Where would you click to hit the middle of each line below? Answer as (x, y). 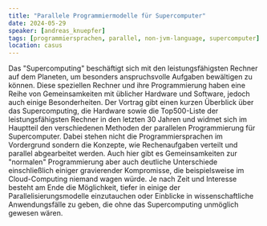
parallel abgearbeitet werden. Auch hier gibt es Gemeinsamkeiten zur (123, 154)
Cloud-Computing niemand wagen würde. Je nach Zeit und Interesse (123, 179)
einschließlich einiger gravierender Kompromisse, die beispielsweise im (126, 171)
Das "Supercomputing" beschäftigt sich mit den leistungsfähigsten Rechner (133, 68)
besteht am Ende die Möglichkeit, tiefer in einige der (94, 188)
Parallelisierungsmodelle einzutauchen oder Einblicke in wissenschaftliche (131, 196)
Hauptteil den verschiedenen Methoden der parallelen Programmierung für (132, 128)
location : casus (35, 46)
